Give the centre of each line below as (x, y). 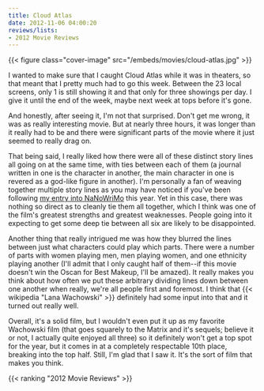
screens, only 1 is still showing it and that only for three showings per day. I (130, 92)
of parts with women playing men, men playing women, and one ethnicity (128, 256)
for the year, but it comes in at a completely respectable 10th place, (118, 346)
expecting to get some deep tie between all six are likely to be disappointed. (132, 224)
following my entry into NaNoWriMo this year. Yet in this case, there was (126, 198)
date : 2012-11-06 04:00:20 (53, 23)
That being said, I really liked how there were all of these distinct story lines (131, 156)
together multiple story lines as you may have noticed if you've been (119, 190)
